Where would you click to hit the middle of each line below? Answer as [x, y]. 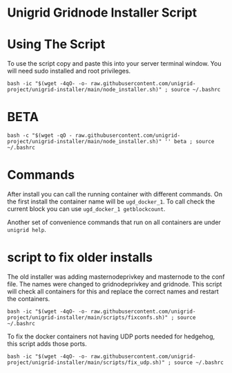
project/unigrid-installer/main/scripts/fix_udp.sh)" [86, 362]
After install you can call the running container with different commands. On [115, 194]
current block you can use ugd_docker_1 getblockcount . [86, 209]
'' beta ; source [190, 142]
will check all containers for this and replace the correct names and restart [113, 291]
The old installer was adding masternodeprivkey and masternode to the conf [116, 276]
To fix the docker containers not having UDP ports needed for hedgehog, [111, 336]
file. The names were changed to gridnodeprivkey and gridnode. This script [115, 284]
